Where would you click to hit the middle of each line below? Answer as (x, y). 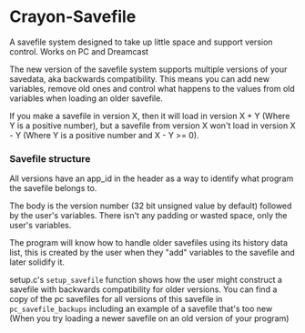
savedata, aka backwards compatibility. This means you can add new (140, 78)
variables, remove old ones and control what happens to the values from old (152, 88)
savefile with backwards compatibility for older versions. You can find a (143, 289)
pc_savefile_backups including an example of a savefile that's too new (141, 309)
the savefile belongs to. (53, 188)
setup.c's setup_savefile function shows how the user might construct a (146, 280)
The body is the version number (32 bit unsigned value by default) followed (151, 206)
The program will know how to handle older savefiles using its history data (149, 243)
